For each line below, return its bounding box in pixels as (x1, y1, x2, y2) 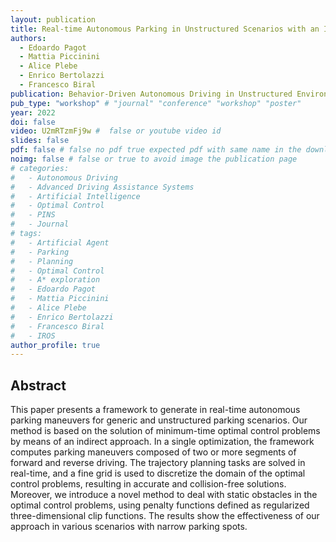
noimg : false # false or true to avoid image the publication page (10, 154, 298, 164)
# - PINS (10, 210, 56, 220)
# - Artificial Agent (10, 237, 110, 248)
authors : (10, 33, 47, 43)
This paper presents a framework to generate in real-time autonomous (10, 404, 301, 416)
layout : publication (10, 14, 97, 25)
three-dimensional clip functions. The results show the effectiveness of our (10, 510, 320, 522)
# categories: (10, 163, 70, 173)
